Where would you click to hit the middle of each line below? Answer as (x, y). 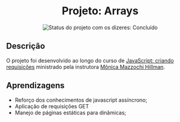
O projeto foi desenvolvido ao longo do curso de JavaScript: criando (90, 60)
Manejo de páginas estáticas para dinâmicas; (70, 112)
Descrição (26, 46)
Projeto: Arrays (100, 11)
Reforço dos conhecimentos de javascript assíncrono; (81, 100)
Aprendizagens (35, 85)
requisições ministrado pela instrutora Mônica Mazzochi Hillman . (86, 67)
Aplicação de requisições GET (52, 106)
